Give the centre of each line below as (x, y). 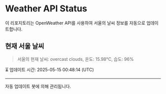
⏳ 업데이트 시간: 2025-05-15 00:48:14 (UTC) (50, 69)
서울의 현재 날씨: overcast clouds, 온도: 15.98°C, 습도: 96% (76, 59)
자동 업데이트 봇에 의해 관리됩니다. (38, 86)
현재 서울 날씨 (25, 46)
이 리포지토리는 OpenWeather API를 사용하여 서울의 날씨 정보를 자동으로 (75, 23)
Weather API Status (46, 9)
